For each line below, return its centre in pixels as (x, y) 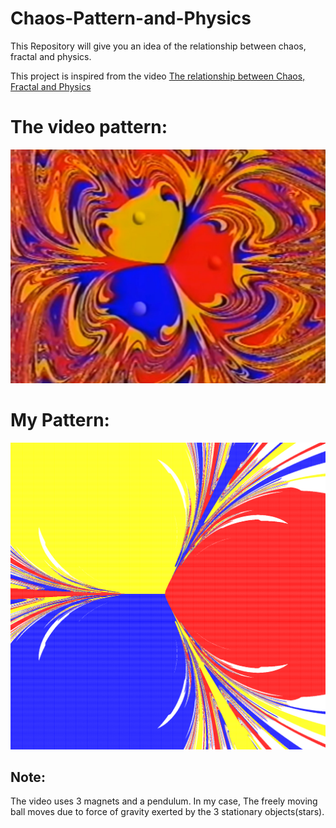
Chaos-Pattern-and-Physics (131, 18)
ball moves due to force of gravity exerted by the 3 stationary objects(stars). (167, 812)
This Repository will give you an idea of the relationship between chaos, (158, 46)
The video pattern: (89, 127)
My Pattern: (60, 420)
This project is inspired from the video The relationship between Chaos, (158, 76)
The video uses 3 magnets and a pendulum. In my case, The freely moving (164, 801)
